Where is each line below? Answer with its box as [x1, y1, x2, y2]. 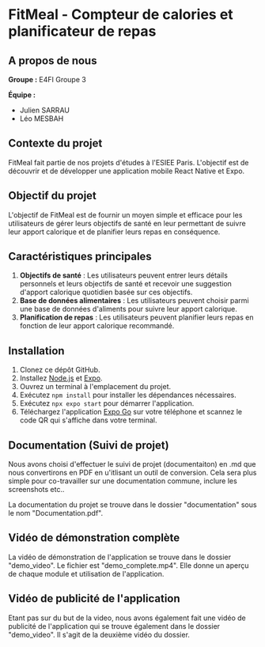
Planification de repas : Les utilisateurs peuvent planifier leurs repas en [19, 312, 254, 322]
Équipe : [8, 90, 36, 100]
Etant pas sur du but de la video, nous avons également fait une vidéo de [8, 613, 247, 622]
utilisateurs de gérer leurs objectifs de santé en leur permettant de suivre [8, 218, 247, 228]
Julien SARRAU [19, 105, 70, 115]
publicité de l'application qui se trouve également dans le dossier [8, 621, 220, 630]
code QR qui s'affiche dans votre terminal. [19, 415, 157, 425]
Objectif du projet [8, 189, 97, 202]
